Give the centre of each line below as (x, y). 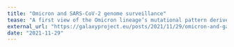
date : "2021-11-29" (36, 33)
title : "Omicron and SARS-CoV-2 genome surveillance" (87, 13)
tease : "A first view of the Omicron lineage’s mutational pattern (107, 20)
